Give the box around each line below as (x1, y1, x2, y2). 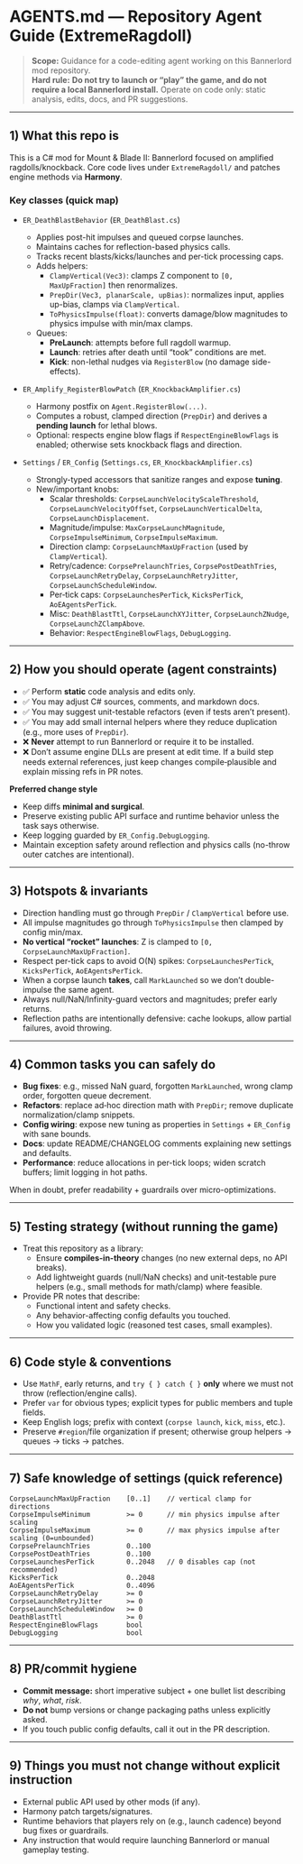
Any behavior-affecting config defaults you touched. (35, 1310, 232, 1321)
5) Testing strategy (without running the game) (9, 1219, 279, 1235)
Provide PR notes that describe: (22, 1291, 141, 1302)
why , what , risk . (22, 1694, 83, 1705)
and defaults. (22, 1148, 72, 1159)
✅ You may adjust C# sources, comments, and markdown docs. (22, 696, 260, 707)
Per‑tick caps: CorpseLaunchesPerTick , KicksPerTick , (49, 589, 243, 601)
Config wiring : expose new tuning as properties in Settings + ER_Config (22, 1119, 291, 1130)
